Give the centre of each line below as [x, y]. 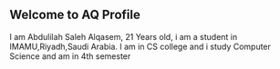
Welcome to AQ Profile [75, 15]
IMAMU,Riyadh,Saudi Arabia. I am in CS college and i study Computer [140, 46]
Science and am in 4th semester [70, 56]
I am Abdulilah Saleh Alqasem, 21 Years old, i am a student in [124, 36]
